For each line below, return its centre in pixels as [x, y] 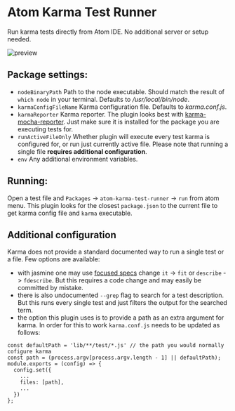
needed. [19, 39]
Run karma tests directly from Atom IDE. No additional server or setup [108, 32]
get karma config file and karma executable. [70, 213]
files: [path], [42, 383]
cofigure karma [29, 352]
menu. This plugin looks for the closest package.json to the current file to [113, 205]
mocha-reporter [40, 122]
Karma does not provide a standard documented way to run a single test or [116, 252]
